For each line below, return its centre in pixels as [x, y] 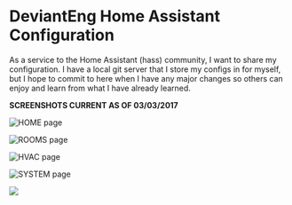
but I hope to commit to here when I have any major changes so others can [146, 78]
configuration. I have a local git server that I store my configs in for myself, [145, 69]
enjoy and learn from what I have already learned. [100, 88]
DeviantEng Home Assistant [115, 16]
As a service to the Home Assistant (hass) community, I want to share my [143, 59]
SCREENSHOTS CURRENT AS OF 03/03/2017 [94, 105]
